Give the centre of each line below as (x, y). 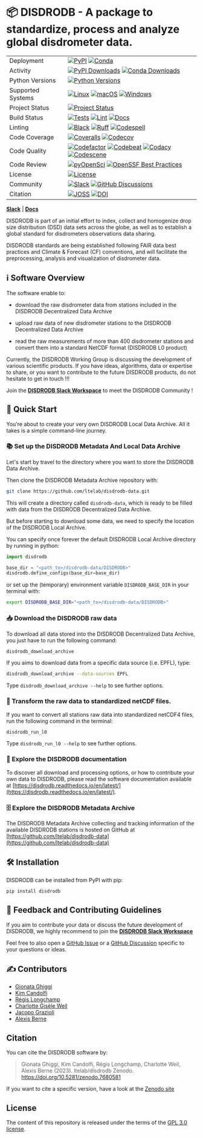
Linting (19, 127)
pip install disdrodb (34, 891)
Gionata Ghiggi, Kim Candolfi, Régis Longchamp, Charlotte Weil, (101, 1064)
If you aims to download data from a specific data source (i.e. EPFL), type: (98, 663)
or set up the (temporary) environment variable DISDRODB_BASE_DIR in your (98, 585)
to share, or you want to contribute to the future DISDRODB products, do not (101, 372)
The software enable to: (36, 293)
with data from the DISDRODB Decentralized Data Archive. (79, 509)
